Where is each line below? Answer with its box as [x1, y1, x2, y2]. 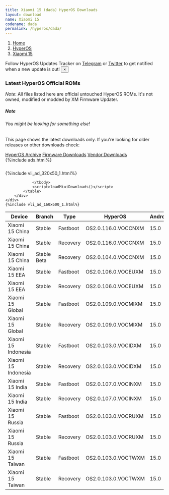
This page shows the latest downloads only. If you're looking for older [5, 137, 150, 142]
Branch [36, 213, 54, 220]
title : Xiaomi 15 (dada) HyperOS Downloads [5, 7, 98, 13]
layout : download [5, 12, 42, 17]
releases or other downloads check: [5, 142, 80, 148]
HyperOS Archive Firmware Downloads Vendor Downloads [5, 152, 127, 157]
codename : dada [5, 21, 37, 27]
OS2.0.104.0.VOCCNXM [85, 254, 144, 260]
